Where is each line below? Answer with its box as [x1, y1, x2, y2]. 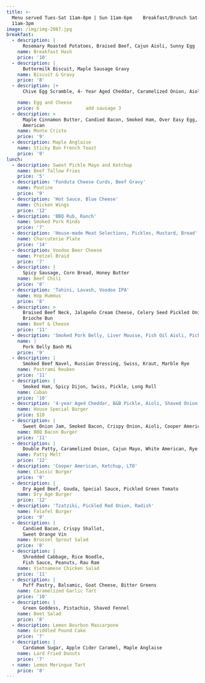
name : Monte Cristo [17, 128, 67, 134]
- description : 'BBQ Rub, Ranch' [12, 213, 97, 219]
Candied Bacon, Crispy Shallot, [22, 525, 105, 531]
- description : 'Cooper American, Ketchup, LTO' [12, 463, 138, 469]
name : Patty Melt [17, 451, 62, 458]
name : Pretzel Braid [17, 253, 70, 259]
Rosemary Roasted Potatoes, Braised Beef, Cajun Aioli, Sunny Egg [22, 43, 195, 49]
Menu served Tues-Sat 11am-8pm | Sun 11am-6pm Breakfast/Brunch [12, 15, 187, 21]
